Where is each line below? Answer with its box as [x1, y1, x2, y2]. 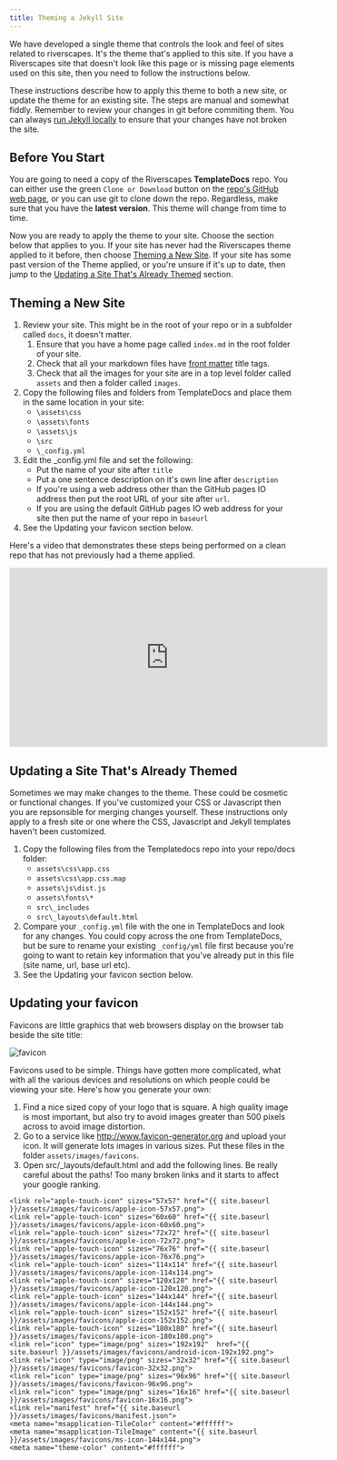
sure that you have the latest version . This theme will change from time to [9, 203, 287, 214]
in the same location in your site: [22, 397, 144, 408]
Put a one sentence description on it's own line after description [35, 474, 279, 485]
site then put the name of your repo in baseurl [35, 513, 209, 524]
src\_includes [35, 903, 90, 912]
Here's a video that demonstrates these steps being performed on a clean [9, 540, 286, 551]
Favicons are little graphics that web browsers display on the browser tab [9, 1020, 284, 1031]
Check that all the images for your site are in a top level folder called [35, 368, 292, 378]
